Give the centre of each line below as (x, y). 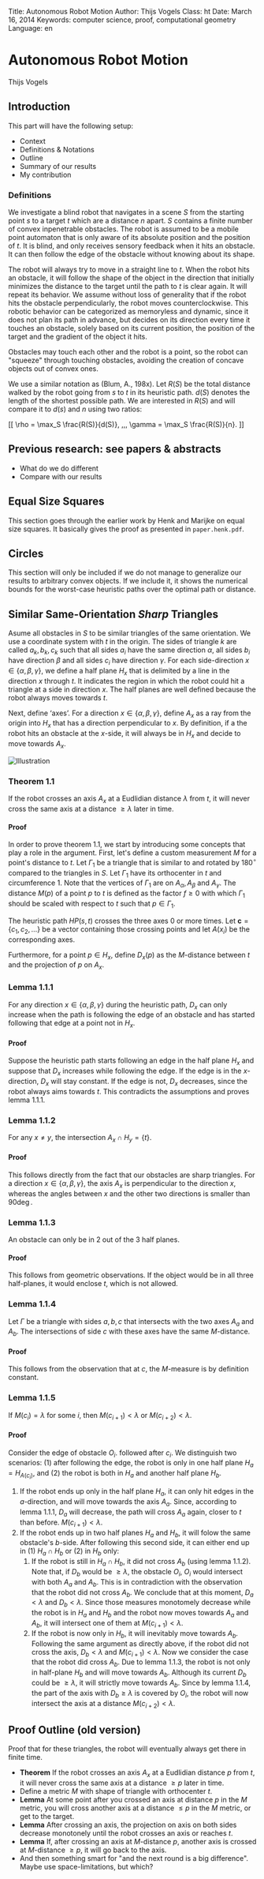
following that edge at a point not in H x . (72, 1024)
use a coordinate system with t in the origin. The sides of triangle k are (123, 642)
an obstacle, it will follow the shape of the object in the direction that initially (131, 278)
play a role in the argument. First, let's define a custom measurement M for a (132, 853)
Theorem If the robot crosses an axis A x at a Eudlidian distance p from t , (137, 1773)
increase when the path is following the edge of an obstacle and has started (132, 1015)
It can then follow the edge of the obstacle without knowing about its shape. (132, 254)
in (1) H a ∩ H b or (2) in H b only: (69, 1552)
